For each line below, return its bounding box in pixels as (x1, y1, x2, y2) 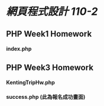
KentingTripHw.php (6, 79, 55, 86)
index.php (6, 45, 32, 53)
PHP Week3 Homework (6, 62, 93, 72)
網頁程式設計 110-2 (6, 5, 98, 18)
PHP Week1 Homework (6, 28, 92, 38)
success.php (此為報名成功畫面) (6, 93, 86, 100)
